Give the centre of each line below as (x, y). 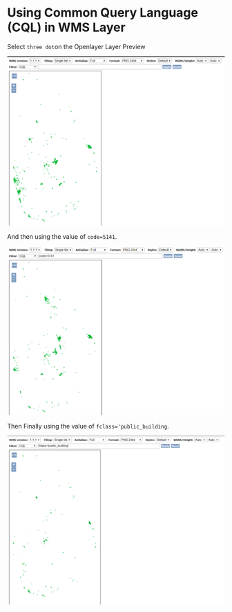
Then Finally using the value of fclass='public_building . (88, 426)
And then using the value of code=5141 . (62, 237)
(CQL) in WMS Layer (66, 27)
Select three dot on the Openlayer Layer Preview (76, 46)
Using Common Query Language (103, 13)
